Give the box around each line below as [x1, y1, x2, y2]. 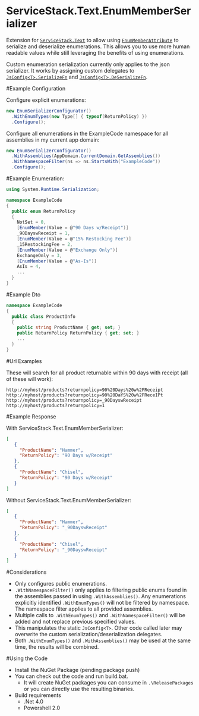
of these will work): [6, 375, 53, 382]
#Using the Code [6, 655, 48, 662]
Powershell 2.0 [23, 704, 61, 712]
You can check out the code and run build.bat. [14, 673, 129, 680]
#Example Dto [6, 290, 41, 298]
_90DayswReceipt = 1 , [17, 230, 70, 236]
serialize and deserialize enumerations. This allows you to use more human [6, 43, 190, 50]
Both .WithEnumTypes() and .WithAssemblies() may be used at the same [14, 637, 191, 644]
